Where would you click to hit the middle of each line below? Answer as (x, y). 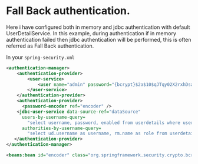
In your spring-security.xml (40, 57)
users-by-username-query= (53, 117)
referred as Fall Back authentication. (50, 46)
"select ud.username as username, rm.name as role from (97, 133)
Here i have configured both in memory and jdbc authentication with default (98, 27)
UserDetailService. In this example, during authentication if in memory (91, 33)
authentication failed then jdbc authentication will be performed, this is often (99, 39)
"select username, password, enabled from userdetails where (104, 123)
